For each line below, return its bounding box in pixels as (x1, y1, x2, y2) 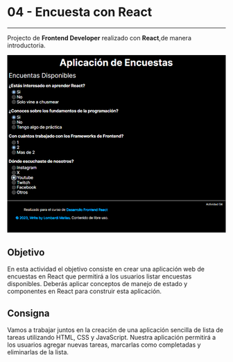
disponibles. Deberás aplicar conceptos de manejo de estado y (7, 280, 188, 288)
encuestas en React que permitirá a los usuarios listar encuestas (7, 272, 192, 281)
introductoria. (7, 41, 46, 49)
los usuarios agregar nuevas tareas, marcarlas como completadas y (7, 340, 201, 349)
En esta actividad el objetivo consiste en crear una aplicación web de (7, 265, 205, 274)
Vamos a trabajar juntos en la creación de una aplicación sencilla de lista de (7, 326, 224, 334)
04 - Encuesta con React (7, 4, 153, 20)
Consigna (7, 307, 50, 319)
